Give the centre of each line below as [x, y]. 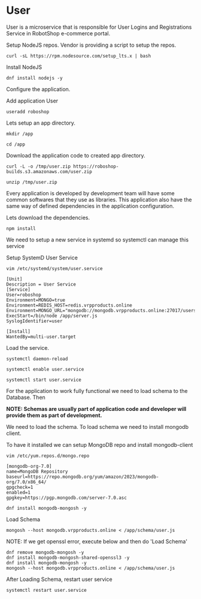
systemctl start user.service [44, 380]
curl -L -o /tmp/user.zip [38, 166]
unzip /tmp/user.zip [32, 182]
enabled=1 [19, 492]
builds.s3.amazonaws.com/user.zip [49, 171]
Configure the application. [38, 89]
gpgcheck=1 [20, 487]
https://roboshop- [96, 166]
